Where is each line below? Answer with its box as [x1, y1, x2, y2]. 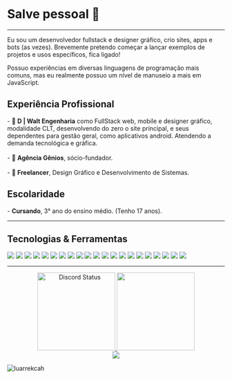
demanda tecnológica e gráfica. [7, 138, 98, 147]
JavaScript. [7, 78, 40, 86]
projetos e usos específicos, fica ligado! [7, 50, 121, 58]
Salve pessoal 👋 [7, 6, 100, 22]
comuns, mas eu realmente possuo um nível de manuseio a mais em [7, 71, 202, 79]
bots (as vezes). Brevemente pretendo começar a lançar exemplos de [7, 43, 205, 51]
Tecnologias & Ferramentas [7, 233, 128, 245]
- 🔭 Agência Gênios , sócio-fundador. [7, 154, 113, 162]
